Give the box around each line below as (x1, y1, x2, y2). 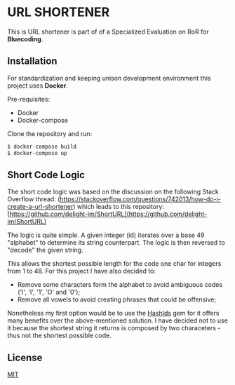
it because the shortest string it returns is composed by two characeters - (7, 324, 221, 332)
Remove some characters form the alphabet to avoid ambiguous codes (17, 281, 223, 289)
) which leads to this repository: (73, 203, 165, 211)
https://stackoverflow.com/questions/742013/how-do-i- (59, 195, 221, 203)
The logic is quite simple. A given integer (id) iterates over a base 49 (7, 231, 205, 239)
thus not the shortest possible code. (7, 331, 112, 340)
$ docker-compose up (7, 149, 68, 156)
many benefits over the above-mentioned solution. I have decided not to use (7, 316, 228, 325)
